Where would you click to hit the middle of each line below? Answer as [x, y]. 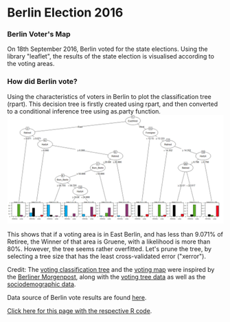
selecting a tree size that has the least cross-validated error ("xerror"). [106, 256]
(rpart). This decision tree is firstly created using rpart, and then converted [113, 104]
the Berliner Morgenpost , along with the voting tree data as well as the [106, 277]
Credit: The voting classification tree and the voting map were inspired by [111, 269]
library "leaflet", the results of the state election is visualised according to [111, 56]
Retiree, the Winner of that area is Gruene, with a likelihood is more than [109, 241]
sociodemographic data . [42, 284]
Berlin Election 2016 [65, 13]
